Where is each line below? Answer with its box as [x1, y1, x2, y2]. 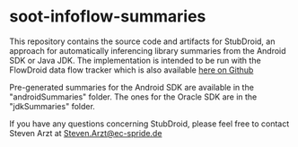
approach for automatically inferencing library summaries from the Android [9, 45, 286, 56]
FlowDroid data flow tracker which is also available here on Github [9, 65, 254, 75]
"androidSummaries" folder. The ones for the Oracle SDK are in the [9, 91, 258, 102]
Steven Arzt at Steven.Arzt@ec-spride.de [9, 127, 162, 138]
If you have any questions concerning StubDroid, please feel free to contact [9, 118, 290, 129]
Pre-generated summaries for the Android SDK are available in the [9, 82, 254, 92]
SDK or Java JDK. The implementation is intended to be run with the [9, 55, 262, 65]
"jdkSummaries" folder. [9, 100, 96, 111]
